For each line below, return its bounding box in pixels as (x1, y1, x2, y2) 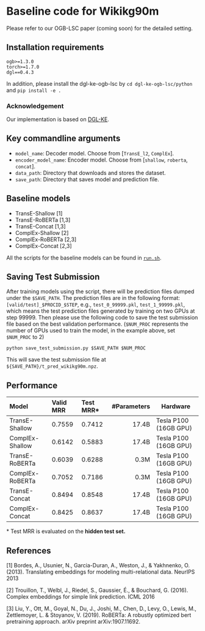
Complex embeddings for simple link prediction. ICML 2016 (6, 593, 155, 600)
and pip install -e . (6, 86, 62, 94)
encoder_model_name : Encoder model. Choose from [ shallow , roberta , (15, 156, 188, 163)
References (6, 545, 51, 556)
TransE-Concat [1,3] (15, 222, 66, 230)
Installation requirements (6, 42, 104, 53)
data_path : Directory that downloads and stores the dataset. (15, 169, 166, 176)
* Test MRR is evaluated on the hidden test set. (6, 528, 126, 535)
